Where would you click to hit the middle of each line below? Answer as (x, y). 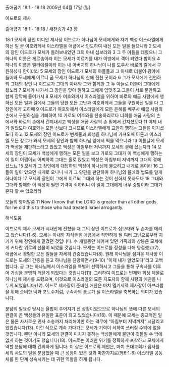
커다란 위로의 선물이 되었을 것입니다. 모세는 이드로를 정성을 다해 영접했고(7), (85, 247)
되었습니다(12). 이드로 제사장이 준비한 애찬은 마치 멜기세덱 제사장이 (80, 285)
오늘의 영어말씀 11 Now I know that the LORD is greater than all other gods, (81, 202)
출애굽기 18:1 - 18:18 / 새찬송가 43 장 (42, 29)
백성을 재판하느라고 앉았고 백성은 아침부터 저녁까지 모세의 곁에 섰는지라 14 (83, 147)
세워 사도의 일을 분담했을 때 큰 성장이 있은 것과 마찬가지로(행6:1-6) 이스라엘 (79, 353)
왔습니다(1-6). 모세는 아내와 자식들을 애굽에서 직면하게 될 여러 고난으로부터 (84, 235)
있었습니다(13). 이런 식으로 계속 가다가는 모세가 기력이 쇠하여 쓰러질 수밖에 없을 (83, 328)
